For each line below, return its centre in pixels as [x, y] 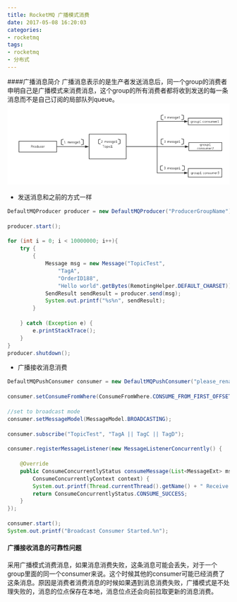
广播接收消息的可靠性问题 [44, 548]
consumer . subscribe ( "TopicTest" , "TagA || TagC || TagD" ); [96, 434]
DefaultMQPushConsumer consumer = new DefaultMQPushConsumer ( [101, 382]
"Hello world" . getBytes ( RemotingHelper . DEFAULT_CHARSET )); [146, 286]
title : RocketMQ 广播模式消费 [48, 15]
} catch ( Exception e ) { [56, 323]
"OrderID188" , [78, 278]
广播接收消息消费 [42, 367]
